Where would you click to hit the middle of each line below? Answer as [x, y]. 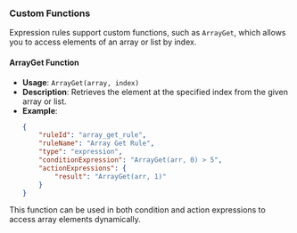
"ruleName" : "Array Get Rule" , [97, 144]
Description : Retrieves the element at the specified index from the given [155, 92]
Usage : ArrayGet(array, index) [81, 82]
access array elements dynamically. [75, 220]
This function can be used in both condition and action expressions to [137, 210]
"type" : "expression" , [81, 152]
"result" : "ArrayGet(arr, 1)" [111, 176]
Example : [40, 110]
